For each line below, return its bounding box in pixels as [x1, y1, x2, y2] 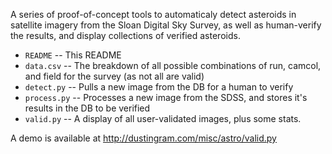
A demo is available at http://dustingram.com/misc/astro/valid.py [10, 132, 277, 144]
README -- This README [24, 49, 122, 61]
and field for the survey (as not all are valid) [24, 70, 205, 82]
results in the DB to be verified [24, 102, 151, 114]
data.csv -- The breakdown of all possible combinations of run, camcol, [24, 60, 322, 71]
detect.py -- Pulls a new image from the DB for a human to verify [24, 81, 294, 93]
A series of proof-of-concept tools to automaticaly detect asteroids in [10, 9, 297, 20]
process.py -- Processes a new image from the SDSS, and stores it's [24, 92, 308, 103]
